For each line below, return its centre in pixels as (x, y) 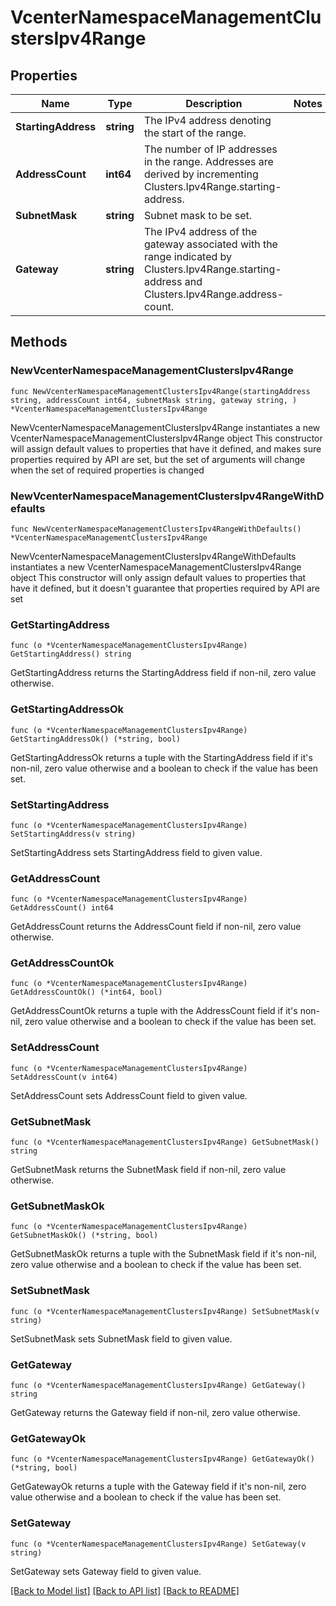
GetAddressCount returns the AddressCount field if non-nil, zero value (156, 927)
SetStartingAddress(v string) (73, 834)
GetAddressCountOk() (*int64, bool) (86, 992)
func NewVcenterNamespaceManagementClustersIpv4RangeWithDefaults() (156, 529)
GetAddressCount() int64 (62, 908)
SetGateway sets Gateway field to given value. (106, 1571)
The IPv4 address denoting (207, 120)
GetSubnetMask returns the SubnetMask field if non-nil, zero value (148, 1170)
